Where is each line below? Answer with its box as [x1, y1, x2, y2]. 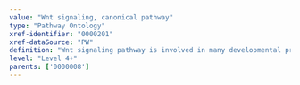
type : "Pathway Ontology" [9, 21, 105, 30]
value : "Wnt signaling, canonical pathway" [9, 12, 174, 22]
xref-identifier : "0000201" [9, 29, 114, 38]
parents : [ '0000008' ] [9, 63, 90, 72]
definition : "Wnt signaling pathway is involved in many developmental [9, 46, 281, 55]
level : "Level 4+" [9, 54, 78, 63]
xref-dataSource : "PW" [9, 37, 94, 47]
